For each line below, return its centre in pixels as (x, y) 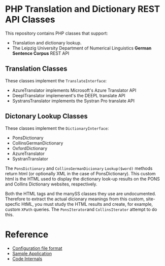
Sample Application (32, 253)
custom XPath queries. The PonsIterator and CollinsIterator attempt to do (81, 209)
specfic (13, 204)
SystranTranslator (30, 158)
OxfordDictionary (30, 148)
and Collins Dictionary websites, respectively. (51, 184)
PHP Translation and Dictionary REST (82, 9)
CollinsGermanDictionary (38, 143)
